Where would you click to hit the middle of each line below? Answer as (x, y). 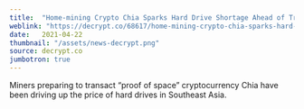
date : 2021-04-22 (46, 34)
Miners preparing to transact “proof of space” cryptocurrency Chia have (144, 85)
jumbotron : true (40, 59)
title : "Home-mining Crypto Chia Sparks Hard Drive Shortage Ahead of (147, 18)
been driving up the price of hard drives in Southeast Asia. (118, 95)
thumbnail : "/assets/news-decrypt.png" (85, 43)
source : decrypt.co (46, 51)
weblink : (26, 26)
